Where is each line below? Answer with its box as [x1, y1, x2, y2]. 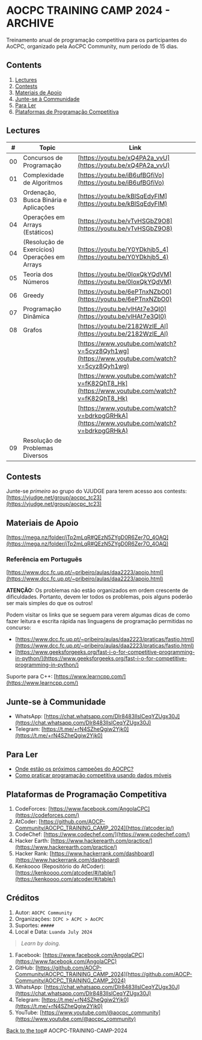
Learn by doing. [20, 940, 61, 947]
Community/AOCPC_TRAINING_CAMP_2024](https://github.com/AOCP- [14, 970, 192, 977]
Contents [6, 60, 42, 70]
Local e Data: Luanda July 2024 [14, 928, 93, 935]
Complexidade [23, 171, 64, 179]
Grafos [23, 325, 43, 334]
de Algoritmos [23, 178, 63, 186]
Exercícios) [23, 245, 55, 253]
